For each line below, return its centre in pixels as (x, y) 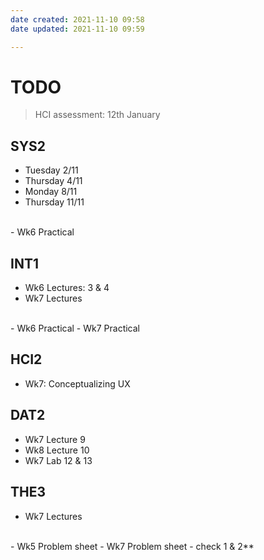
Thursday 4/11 (53, 181)
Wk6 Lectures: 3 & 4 (67, 288)
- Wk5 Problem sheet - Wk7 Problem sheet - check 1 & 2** (132, 546)
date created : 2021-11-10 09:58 (77, 19)
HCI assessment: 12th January (97, 115)
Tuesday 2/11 (51, 170)
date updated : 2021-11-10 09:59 (77, 29)
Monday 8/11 (51, 192)
